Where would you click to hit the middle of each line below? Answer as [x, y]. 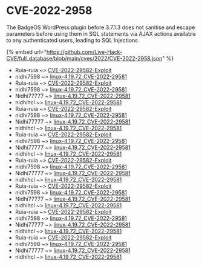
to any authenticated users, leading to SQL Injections [72, 40]
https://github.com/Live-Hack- [84, 52]
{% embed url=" [27, 52]
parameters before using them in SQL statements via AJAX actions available [101, 33]
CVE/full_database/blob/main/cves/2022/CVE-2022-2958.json [84, 58]
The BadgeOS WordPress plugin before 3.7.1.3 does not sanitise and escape [101, 27]
